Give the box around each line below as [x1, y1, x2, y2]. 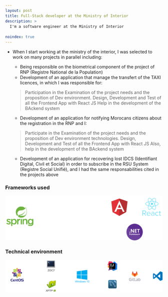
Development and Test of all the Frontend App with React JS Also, [24, 140, 161, 146]
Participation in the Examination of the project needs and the [24, 89, 150, 95]
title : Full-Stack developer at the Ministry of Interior [5, 13, 128, 18]
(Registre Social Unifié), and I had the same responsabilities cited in [19, 166, 159, 172]
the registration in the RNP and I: [19, 120, 87, 126]
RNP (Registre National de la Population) [19, 69, 103, 75]
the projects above [19, 171, 59, 177]
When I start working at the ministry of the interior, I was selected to [12, 49, 152, 54]
